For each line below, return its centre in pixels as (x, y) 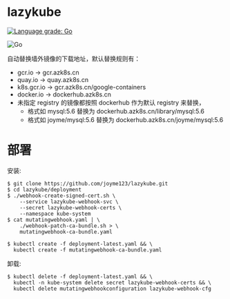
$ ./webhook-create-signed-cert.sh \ (61, 196)
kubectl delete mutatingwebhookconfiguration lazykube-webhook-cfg (113, 289)
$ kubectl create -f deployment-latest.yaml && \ (80, 244)
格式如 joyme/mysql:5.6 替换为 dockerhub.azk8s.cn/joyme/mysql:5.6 (125, 120)
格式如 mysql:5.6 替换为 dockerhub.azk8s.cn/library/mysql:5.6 (116, 111)
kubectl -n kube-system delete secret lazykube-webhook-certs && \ (113, 282)
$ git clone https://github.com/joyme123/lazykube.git (88, 183)
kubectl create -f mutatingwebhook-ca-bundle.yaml (88, 250)
